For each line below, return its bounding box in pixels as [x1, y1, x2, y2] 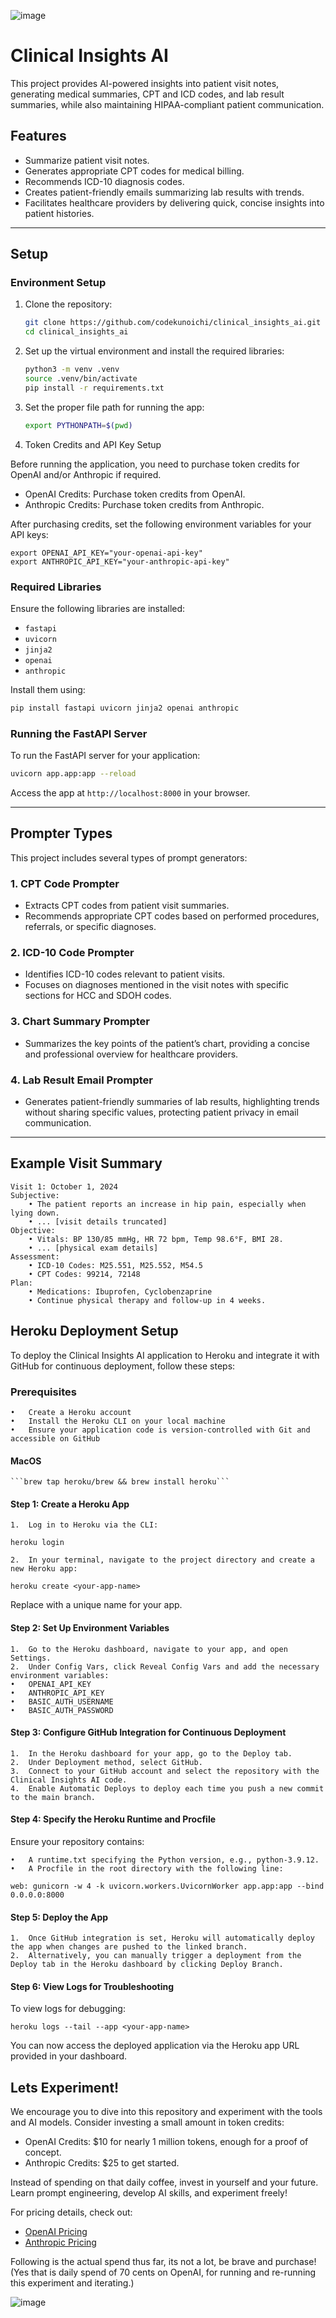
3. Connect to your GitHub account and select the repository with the [10, 1766, 320, 1776]
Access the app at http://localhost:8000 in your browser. [10, 787, 251, 799]
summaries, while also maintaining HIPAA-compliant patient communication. [10, 98, 325, 110]
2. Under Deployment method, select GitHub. [10, 1757, 203, 1767]
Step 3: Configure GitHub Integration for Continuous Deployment [10, 1726, 287, 1739]
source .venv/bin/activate [24, 374, 138, 384]
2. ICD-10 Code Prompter [10, 946, 135, 960]
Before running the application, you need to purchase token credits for [10, 458, 300, 470]
